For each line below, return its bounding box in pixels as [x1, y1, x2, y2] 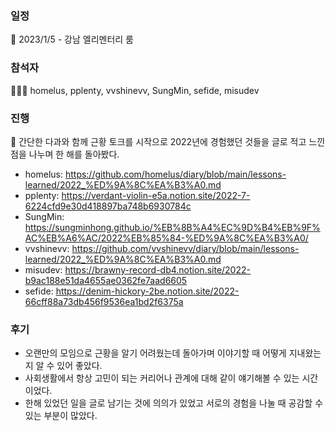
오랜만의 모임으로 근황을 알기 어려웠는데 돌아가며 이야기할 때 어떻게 [24, 347, 287, 359]
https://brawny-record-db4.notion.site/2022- [64, 263, 251, 276]
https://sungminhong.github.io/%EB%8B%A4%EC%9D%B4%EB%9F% [24, 221, 321, 233]
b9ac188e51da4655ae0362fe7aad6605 [24, 274, 188, 286]
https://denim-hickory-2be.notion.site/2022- [55, 285, 240, 297]
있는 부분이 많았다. [24, 410, 98, 422]
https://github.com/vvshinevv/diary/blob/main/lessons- [71, 242, 300, 254]
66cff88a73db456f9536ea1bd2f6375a [24, 295, 184, 307]
